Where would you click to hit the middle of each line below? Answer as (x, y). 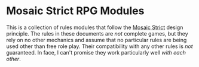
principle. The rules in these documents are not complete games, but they (97, 33)
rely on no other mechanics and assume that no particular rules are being (97, 40)
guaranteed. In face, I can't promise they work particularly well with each (96, 52)
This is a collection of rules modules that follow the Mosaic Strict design (95, 27)
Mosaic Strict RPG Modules (75, 11)
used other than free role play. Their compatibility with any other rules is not (99, 46)
